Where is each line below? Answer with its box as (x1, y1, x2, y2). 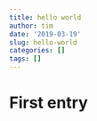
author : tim (9, 21, 53, 30)
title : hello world (9, 12, 82, 22)
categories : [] (9, 46, 66, 55)
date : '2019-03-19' (9, 29, 82, 38)
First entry (9, 93, 89, 113)
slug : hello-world (9, 37, 77, 47)
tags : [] (9, 54, 42, 63)
